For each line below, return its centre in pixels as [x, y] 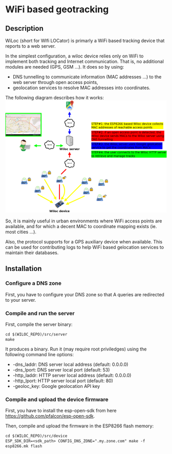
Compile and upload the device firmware [57, 399]
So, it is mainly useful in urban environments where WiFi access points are [84, 221]
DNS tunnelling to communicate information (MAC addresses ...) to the [87, 77]
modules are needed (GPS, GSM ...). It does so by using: [65, 67]
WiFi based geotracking [57, 9]
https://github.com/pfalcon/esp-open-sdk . [50, 416]
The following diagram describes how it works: [55, 98]
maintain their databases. [32, 253]
